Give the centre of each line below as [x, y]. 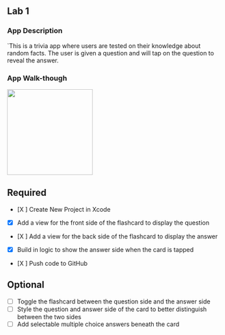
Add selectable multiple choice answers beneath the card [98, 324]
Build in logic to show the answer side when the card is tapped [105, 249]
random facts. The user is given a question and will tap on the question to [110, 53]
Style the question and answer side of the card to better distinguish [112, 309]
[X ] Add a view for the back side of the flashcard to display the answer [117, 236]
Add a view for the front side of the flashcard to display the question [113, 223]
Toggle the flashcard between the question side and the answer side [114, 301]
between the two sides [49, 317]
